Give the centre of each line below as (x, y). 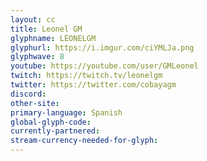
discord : (28, 94)
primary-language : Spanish (66, 112)
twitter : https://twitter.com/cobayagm (93, 85)
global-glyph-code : (51, 122)
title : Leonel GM (46, 29)
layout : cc (33, 19)
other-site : (35, 103)
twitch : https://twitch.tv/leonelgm (86, 76)
